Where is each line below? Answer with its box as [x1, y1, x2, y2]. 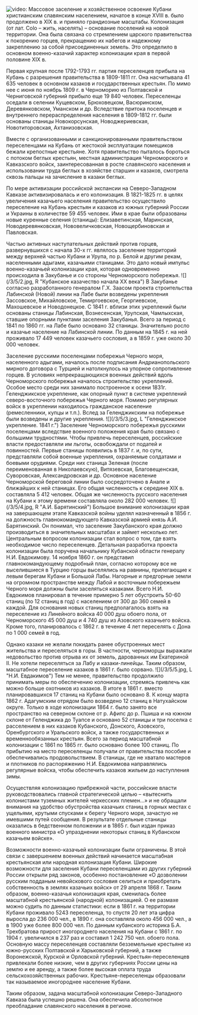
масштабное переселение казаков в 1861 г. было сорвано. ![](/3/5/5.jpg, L [6, 666, 193, 673]
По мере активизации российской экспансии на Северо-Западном [6, 185, 176, 192]
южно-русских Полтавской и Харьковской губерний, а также [6, 947, 161, 953]
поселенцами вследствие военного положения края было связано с [6, 428, 180, 435]
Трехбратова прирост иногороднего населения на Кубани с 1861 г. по [6, 928, 182, 935]
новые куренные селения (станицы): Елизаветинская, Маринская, [6, 216, 174, 223]
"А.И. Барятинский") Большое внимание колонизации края [40, 503, 190, 510]
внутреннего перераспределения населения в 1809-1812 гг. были [6, 111, 172, 118]
